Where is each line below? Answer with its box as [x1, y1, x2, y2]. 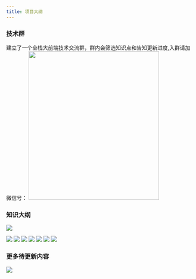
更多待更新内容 [6, 252, 49, 261]
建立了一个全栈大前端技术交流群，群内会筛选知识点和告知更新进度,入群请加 [6, 44, 191, 51]
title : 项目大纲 [6, 8, 43, 15]
